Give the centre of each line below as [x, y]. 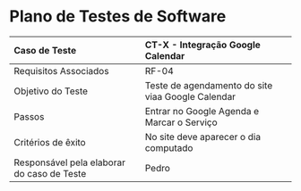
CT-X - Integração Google [203, 45]
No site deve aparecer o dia [203, 137]
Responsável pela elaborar [69, 162]
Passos [29, 116]
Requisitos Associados [61, 71]
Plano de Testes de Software [118, 17]
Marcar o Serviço [181, 122]
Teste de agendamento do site [209, 85]
